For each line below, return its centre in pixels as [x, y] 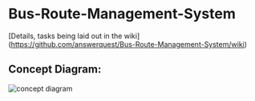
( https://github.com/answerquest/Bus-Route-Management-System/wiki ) [127, 44]
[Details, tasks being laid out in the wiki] [74, 36]
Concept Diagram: [55, 70]
